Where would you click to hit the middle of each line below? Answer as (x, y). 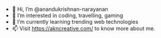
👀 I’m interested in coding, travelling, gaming (67, 15)
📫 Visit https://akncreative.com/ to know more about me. (84, 28)
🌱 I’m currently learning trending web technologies (75, 22)
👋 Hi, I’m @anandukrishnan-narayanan (60, 9)
